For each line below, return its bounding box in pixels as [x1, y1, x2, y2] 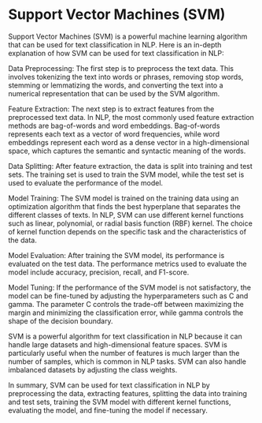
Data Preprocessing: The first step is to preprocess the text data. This [8, 63, 234, 73]
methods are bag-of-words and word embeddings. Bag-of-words [8, 121, 220, 130]
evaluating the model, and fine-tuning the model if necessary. [8, 405, 208, 415]
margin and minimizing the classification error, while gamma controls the [8, 308, 244, 317]
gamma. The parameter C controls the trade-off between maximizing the [8, 299, 244, 309]
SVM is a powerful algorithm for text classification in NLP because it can [8, 331, 242, 341]
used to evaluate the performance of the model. [8, 178, 164, 187]
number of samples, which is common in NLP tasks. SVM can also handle [8, 357, 246, 366]
